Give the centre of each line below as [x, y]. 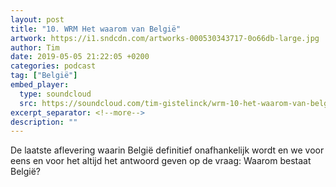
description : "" [44, 122]
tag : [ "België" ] [44, 76]
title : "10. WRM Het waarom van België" [96, 29]
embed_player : [40, 85]
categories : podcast [53, 66]
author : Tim [35, 47]
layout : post [37, 19]
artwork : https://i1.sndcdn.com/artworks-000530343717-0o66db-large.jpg [165, 38]
